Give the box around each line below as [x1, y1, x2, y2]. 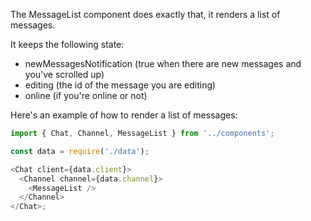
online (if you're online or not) [24, 90, 148, 101]
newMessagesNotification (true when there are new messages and [24, 58, 302, 69]
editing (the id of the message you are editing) [24, 79, 217, 91]
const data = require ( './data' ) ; [10, 146, 150, 156]
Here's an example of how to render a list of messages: [10, 109, 238, 121]
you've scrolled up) [24, 69, 105, 80]
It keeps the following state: [10, 39, 125, 50]
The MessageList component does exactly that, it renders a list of [10, 9, 281, 20]
